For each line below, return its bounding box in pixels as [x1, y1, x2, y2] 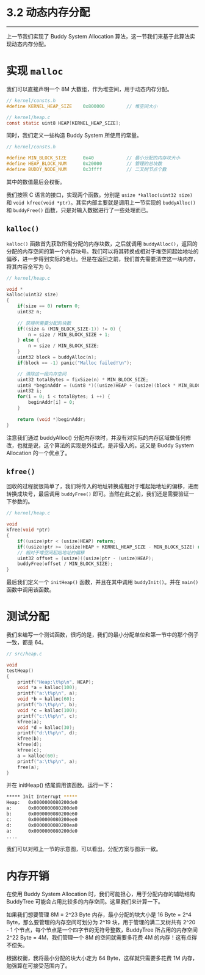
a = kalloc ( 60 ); [17, 753, 59, 759]
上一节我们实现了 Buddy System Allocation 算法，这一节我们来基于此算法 [6, 32, 190, 40]
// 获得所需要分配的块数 [17, 320, 71, 326]
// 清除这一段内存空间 [17, 371, 67, 377]
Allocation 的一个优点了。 [6, 449, 71, 456]
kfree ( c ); [17, 747, 43, 753]
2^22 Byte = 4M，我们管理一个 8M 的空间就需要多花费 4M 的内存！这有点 [6, 934, 192, 941]
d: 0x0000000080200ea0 [6, 822, 78, 828]
